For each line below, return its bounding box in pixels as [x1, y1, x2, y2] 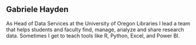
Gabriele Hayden [6, 5, 69, 14]
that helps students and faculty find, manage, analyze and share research [6, 26, 184, 33]
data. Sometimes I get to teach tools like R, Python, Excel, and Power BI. [6, 32, 180, 39]
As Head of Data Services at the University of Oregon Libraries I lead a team [6, 20, 191, 27]
